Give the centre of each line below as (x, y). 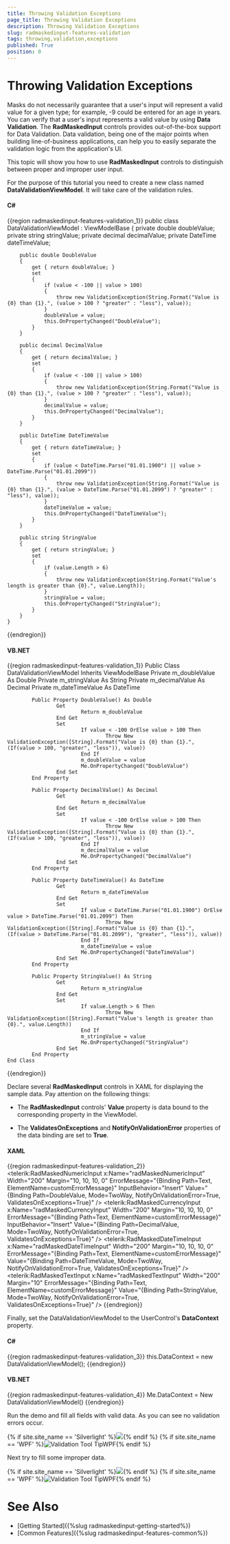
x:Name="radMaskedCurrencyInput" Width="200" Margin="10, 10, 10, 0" (110, 1210)
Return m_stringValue (112, 989)
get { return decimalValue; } (75, 358)
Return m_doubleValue (112, 712)
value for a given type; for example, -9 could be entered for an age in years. (114, 112)
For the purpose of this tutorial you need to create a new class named (106, 182)
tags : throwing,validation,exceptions (62, 39)
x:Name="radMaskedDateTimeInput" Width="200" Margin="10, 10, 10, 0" (111, 1247)
